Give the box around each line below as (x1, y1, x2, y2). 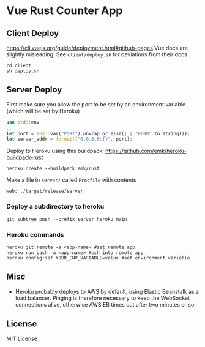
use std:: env (6, 119, 40, 125)
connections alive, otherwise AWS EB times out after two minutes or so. (15, 300, 196, 308)
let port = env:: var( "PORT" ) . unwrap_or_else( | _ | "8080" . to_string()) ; (6, 130, 190, 136)
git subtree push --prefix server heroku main (6, 216, 127, 222)
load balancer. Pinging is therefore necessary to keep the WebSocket (15, 294, 190, 302)
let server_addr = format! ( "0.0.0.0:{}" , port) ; (6, 136, 133, 143)
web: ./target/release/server (6, 188, 84, 195)
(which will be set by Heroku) (6, 107, 80, 114)
